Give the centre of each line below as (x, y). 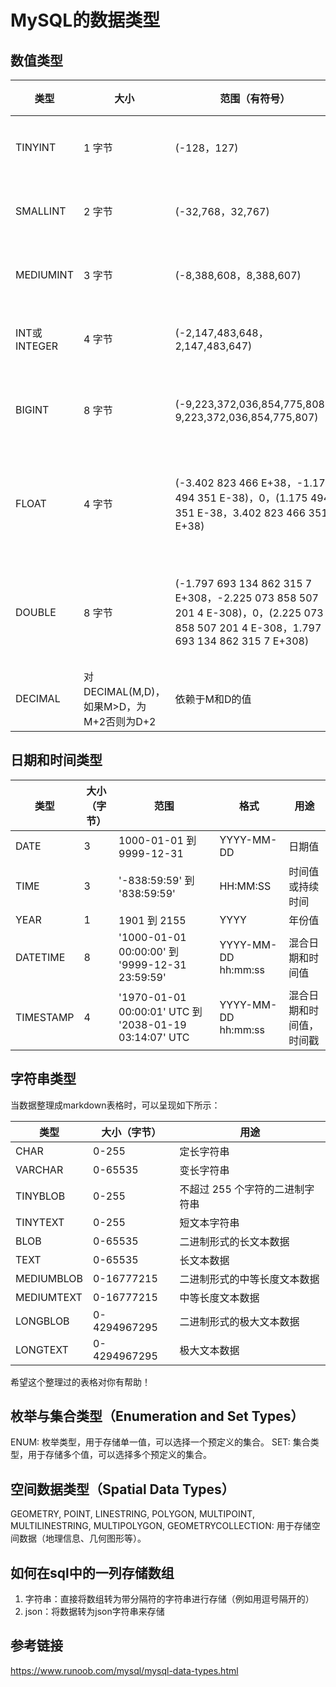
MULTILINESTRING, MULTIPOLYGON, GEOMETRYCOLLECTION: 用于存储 (161, 1526)
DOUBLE (36, 612)
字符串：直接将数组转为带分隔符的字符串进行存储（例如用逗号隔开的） (169, 1599)
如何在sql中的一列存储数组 (92, 1572)
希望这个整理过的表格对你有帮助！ (80, 1382)
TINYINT (36, 147)
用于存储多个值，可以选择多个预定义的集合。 (119, 1455)
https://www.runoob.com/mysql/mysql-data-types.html (124, 1670)
